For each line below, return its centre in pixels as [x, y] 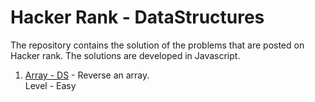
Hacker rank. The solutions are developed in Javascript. [125, 55]
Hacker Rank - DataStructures [137, 17]
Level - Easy [50, 85]
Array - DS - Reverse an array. [87, 75]
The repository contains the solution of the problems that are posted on [157, 45]
